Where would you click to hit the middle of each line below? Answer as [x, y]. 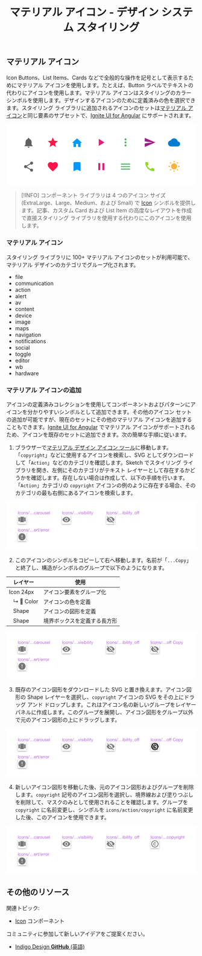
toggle [23, 354]
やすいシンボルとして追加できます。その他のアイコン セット [117, 412]
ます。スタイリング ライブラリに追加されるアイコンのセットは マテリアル [96, 108]
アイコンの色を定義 [67, 601]
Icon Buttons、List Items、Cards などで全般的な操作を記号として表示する [97, 77]
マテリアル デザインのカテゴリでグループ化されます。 [73, 264]
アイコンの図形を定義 [70, 611]
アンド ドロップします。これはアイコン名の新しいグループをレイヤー [112, 705]
